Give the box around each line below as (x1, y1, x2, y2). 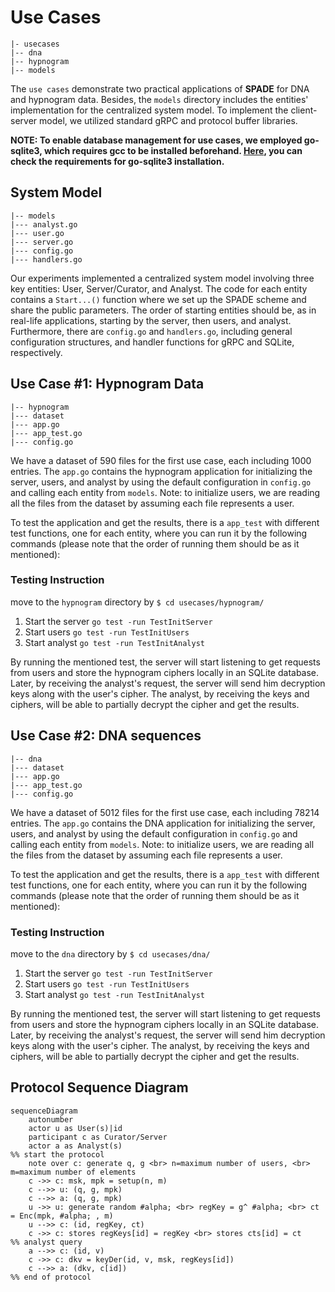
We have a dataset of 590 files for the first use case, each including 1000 (10, 454, 312, 466)
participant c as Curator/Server (28, 1132, 168, 1142)
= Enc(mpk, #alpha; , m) (10, 1211, 114, 1221)
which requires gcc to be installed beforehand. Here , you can (43, 144, 303, 156)
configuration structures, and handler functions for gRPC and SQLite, (10, 336, 295, 348)
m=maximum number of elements (10, 1167, 137, 1177)
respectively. (10, 346, 63, 358)
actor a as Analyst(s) (28, 1141, 123, 1151)
